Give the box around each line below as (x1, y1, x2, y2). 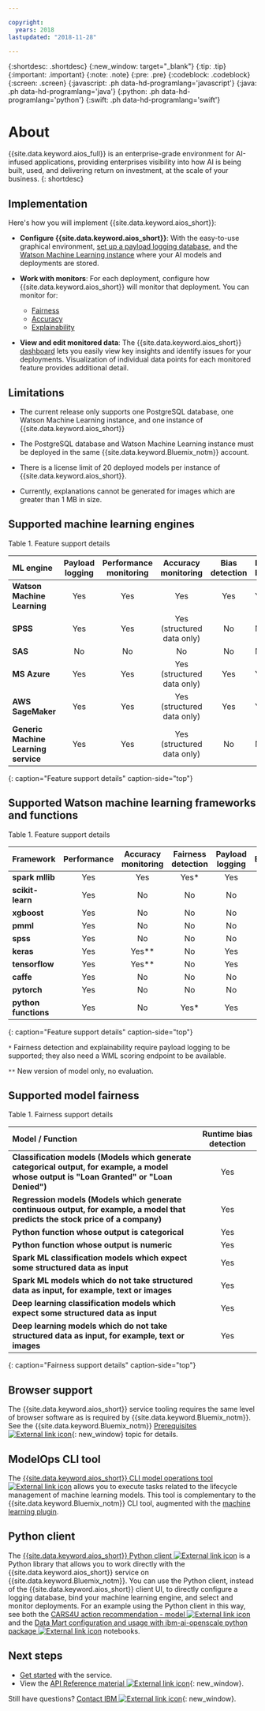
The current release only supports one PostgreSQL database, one (19, 407, 234, 416)
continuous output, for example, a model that (12, 1204, 186, 1215)
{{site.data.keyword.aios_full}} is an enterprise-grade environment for (8, 149, 235, 159)
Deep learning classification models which (12, 1298, 176, 1309)
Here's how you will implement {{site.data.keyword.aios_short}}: (8, 218, 217, 227)
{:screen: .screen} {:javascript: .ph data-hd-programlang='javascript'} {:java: (8, 78, 257, 88)
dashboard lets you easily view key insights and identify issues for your (19, 347, 252, 356)
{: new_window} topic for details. (71, 1430, 179, 1439)
